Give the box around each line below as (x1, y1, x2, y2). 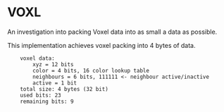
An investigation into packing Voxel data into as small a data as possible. (7, 27, 218, 36)
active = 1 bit (32, 79, 77, 87)
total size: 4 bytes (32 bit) (20, 85, 109, 92)
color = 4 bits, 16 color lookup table (32, 67, 150, 74)
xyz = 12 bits (32, 61, 74, 68)
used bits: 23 (20, 92, 61, 99)
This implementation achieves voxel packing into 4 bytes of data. (7, 41, 196, 49)
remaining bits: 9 (20, 98, 74, 105)
